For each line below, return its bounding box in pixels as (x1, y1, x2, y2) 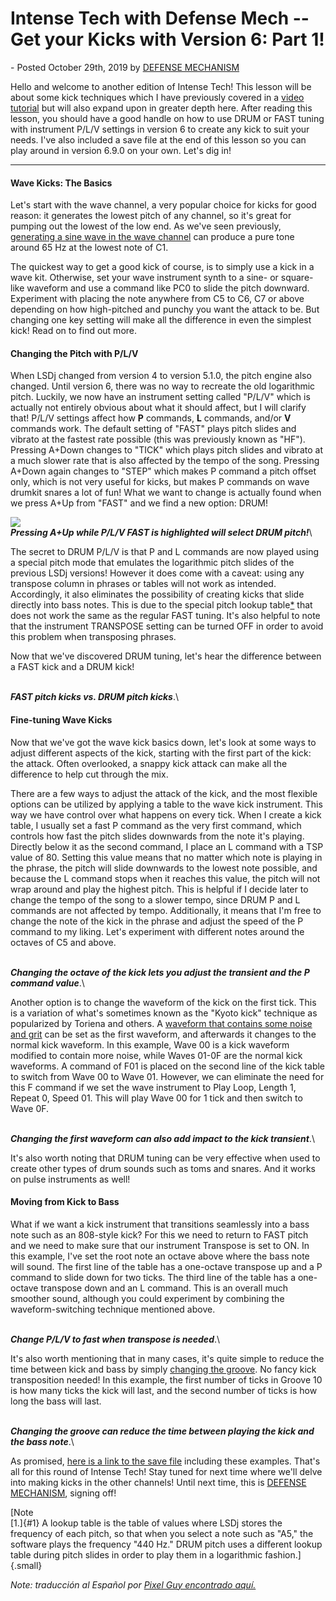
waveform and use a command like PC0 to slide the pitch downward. (26, 282, 310, 294)
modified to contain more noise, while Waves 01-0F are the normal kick (10, 1049, 303, 1061)
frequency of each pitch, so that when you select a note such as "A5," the (10, 1527, 314, 1539)
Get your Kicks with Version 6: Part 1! (10, 28, 325, 51)
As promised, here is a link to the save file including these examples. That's (10, 1455, 321, 1467)
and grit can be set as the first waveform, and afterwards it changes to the (10, 1028, 317, 1040)
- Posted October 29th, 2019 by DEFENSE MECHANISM (10, 61, 240, 73)
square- (280, 272, 314, 284)
